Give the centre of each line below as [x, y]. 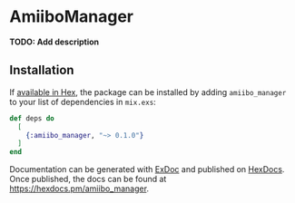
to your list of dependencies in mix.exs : [83, 101]
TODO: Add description [54, 42]
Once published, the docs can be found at [88, 179]
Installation [42, 70]
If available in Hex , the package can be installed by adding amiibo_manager [148, 92]
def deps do [32, 118]
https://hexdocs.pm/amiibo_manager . [79, 188]
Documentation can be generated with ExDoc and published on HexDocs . [147, 169]
